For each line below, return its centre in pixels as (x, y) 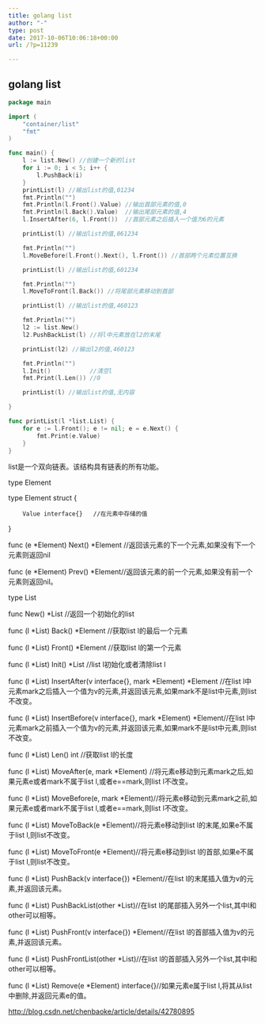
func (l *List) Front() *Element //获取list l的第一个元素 (95, 648)
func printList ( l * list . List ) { (61, 421)
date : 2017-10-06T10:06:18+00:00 (63, 38)
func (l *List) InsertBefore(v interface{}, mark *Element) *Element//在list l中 (132, 718)
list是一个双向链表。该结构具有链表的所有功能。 (86, 467)
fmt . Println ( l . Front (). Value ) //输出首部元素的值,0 (105, 205)
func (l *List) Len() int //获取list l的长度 (71, 755)
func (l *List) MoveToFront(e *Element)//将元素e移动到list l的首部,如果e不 (128, 852)
